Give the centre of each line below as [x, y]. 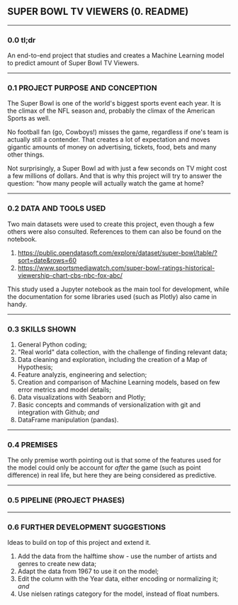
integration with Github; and [58, 412]
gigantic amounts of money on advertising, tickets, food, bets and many [112, 147]
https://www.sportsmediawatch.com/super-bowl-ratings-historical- [116, 268]
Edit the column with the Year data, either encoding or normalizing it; [118, 578]
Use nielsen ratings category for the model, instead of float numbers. [118, 594]
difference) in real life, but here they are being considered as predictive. [112, 475]
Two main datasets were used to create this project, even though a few [111, 224]
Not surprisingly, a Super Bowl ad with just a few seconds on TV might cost [117, 169]
